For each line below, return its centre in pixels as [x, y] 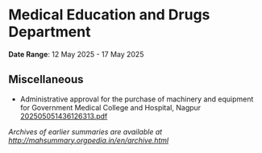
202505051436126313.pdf [64, 116]
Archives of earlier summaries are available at [85, 131]
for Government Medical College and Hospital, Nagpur [110, 107]
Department [50, 32]
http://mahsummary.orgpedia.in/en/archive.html [89, 140]
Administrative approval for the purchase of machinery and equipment [137, 99]
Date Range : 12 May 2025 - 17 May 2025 [76, 54]
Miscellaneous [46, 79]
